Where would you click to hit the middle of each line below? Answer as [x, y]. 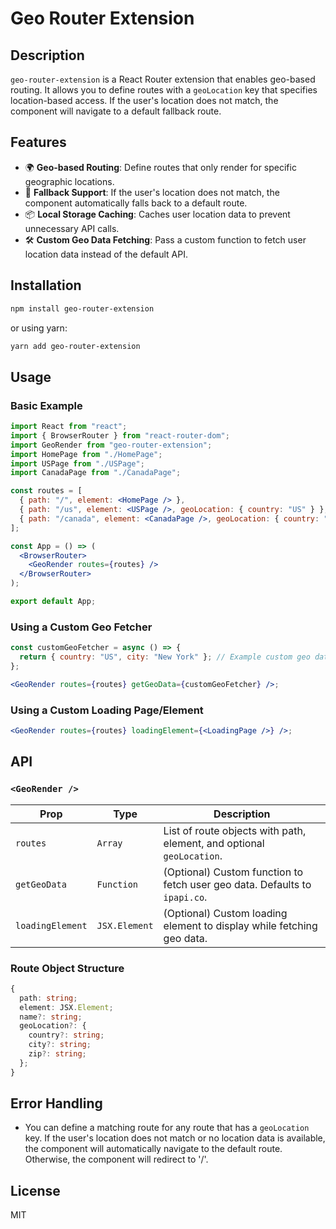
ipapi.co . [185, 897]
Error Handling [56, 1103]
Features [38, 142]
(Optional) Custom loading [225, 913]
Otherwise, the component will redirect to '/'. [116, 1159]
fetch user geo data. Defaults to [237, 884]
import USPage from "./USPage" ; [77, 463]
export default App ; [53, 602]
